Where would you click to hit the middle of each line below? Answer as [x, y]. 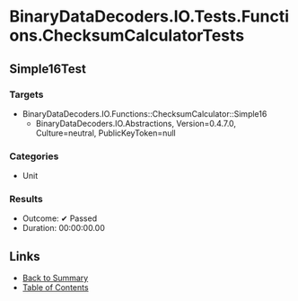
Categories [34, 156]
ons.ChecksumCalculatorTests [127, 35]
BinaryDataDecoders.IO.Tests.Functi [149, 17]
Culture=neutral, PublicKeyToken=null [106, 133]
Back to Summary [55, 278]
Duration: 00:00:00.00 [63, 228]
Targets [26, 94]
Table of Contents [55, 288]
